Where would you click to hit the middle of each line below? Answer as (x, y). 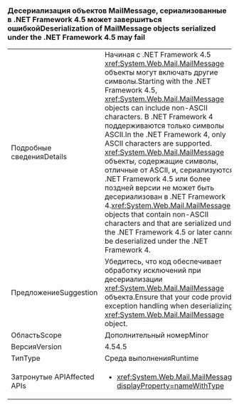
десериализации (133, 279)
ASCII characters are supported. (158, 143)
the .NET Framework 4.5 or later (158, 232)
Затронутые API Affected (53, 377)
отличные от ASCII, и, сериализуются (169, 170)
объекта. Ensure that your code (156, 297)
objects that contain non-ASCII (156, 215)
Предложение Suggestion (54, 293)
